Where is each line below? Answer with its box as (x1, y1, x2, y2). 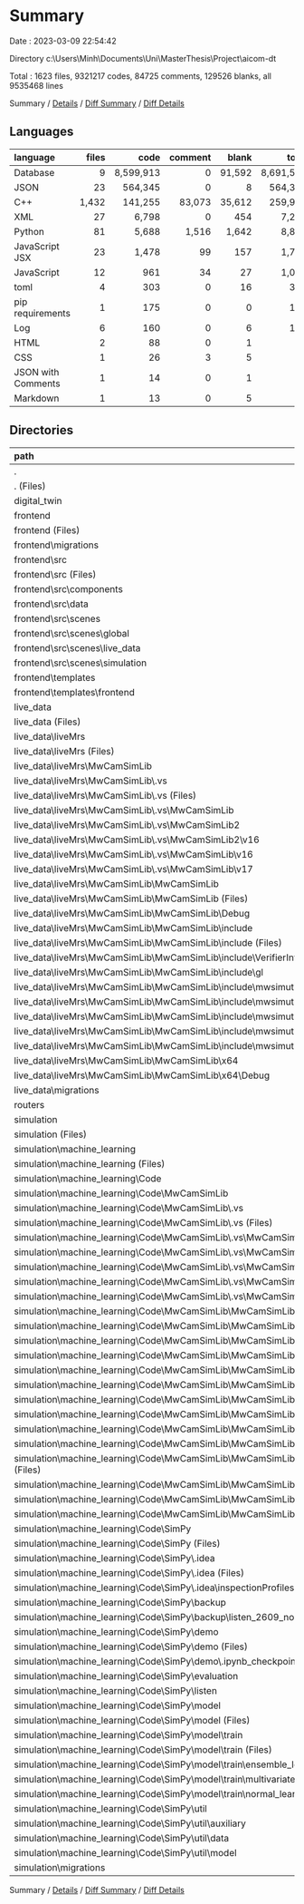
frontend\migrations (14, 539, 100, 551)
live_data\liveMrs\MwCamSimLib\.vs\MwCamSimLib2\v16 (14, 833, 260, 846)
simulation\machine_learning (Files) (14, 1157, 166, 1170)
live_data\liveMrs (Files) (14, 744, 115, 757)
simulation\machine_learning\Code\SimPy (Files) (14, 1537, 221, 1549)
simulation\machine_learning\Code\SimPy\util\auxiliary (14, 1817, 247, 1830)
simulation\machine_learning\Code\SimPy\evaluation (14, 1669, 239, 1682)
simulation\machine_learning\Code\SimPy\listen (14, 1684, 217, 1696)
